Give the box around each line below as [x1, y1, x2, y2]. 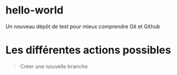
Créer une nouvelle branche [19, 63, 88, 70]
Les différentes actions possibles [5, 43, 171, 57]
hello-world [5, 4, 64, 17]
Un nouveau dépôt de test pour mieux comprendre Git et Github [5, 23, 161, 30]
